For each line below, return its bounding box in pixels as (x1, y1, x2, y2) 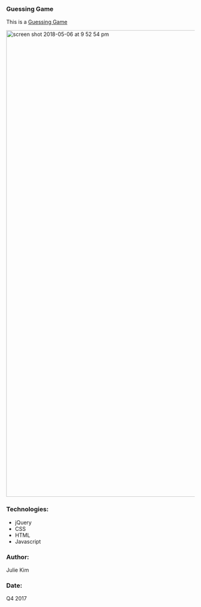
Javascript (14, 538, 41, 545)
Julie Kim (6, 566, 29, 573)
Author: (6, 553, 29, 561)
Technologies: (6, 505, 49, 514)
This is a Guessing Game (6, 19, 68, 26)
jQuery (14, 518, 32, 526)
